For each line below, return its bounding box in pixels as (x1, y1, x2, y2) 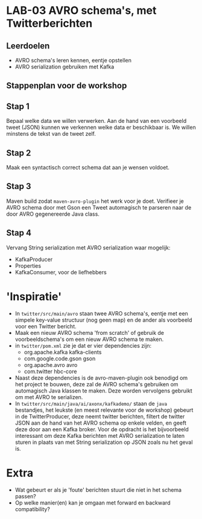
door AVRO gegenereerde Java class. (6, 210, 99, 217)
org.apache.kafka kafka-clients (24, 348, 102, 355)
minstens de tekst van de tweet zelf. (6, 130, 96, 137)
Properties (14, 262, 41, 269)
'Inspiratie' (6, 289, 62, 303)
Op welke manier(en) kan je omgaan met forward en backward (14, 499, 171, 506)
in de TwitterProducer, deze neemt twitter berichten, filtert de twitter (14, 412, 185, 420)
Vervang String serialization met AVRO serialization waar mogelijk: (6, 243, 171, 251)
